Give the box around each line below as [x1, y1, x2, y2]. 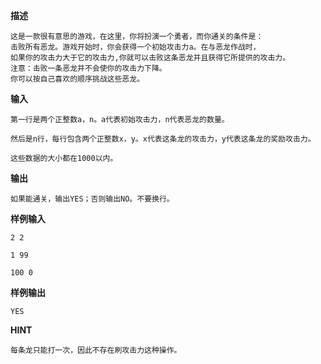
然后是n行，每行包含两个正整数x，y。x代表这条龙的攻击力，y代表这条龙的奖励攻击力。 [10, 134, 316, 144]
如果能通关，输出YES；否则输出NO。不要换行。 [10, 194, 175, 204]
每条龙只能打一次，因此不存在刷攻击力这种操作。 [10, 345, 182, 355]
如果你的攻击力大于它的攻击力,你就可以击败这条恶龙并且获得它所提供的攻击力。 [10, 53, 291, 63]
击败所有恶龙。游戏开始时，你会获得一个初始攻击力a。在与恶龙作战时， [10, 42, 261, 52]
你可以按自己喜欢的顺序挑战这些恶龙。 [10, 74, 145, 84]
